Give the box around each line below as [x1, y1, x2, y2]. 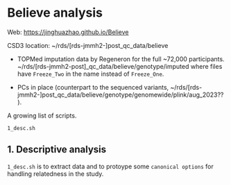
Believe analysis [7, 5, 103, 21]
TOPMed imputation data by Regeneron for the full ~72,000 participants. [17, 54, 225, 63]
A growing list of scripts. [7, 111, 77, 120]
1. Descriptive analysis [7, 144, 107, 156]
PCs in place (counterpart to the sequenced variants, [17, 83, 169, 91]
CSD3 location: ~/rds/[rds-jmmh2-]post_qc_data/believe [7, 41, 169, 49]
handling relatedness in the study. [7, 169, 104, 178]
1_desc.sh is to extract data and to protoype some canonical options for [7, 162, 214, 170]
